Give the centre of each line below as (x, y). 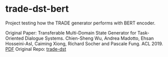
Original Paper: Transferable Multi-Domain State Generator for (71, 33)
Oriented (15, 38)
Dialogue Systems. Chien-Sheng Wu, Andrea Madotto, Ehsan (89, 38)
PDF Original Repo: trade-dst (36, 49)
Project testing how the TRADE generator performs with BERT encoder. (80, 23)
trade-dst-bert (37, 9)
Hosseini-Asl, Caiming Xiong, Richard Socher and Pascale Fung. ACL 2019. (84, 43)
